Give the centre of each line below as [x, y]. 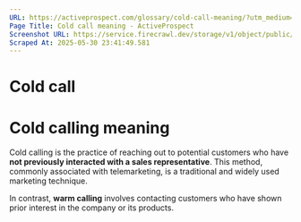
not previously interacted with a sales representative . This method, [136, 162]
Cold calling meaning [90, 128]
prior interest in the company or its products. [92, 208]
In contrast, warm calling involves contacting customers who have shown [146, 199]
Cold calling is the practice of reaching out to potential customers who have [149, 152]
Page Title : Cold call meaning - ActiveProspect [102, 26]
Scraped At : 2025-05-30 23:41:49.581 [80, 43]
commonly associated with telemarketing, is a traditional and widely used [144, 172]
